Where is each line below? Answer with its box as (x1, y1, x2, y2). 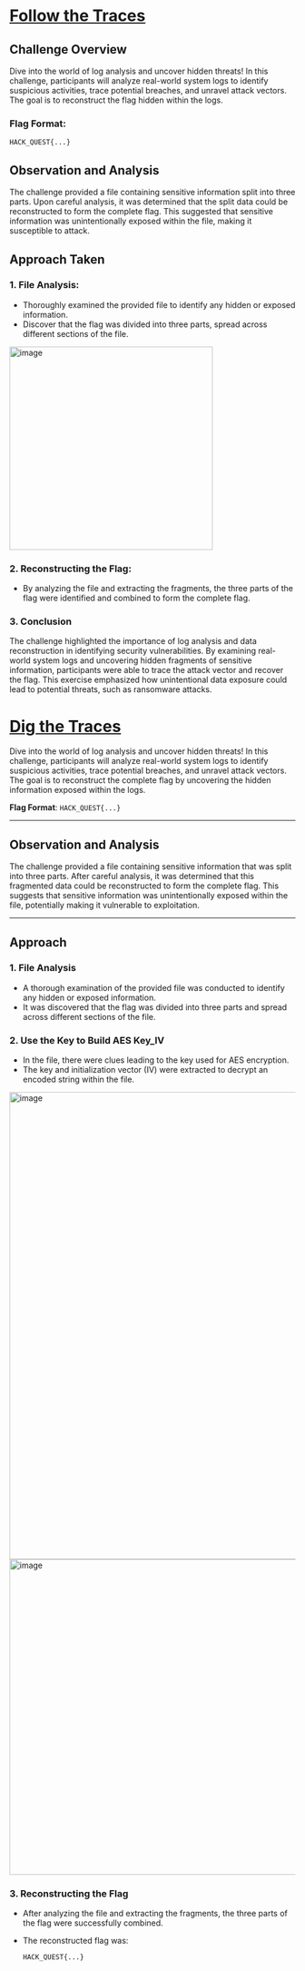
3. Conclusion (9, 615, 73, 628)
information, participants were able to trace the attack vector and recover (9, 665, 284, 676)
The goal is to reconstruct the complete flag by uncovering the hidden (9, 775, 271, 786)
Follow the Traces (9, 5, 146, 26)
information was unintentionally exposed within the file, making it (9, 215, 252, 227)
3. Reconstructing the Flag (9, 1887, 129, 1900)
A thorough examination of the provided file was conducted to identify (22, 982, 286, 993)
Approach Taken (9, 252, 105, 267)
